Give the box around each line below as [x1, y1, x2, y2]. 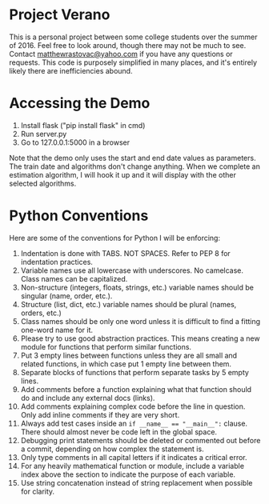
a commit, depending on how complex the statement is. [20, 444, 204, 454]
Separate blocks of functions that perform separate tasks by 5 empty [20, 367, 249, 377]
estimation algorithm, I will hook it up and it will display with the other [9, 170, 237, 179]
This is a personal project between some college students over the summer [9, 32, 258, 42]
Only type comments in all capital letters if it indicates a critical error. [20, 452, 247, 462]
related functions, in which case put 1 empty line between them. [20, 358, 231, 369]
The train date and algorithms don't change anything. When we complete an [9, 162, 261, 171]
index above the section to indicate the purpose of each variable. [20, 470, 235, 479]
